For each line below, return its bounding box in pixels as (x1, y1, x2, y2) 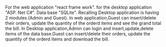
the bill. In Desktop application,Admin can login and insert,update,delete (5, 25, 153, 31)
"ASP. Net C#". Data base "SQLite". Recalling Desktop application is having (5, 9, 159, 15)
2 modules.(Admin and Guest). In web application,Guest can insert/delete (5, 15, 156, 20)
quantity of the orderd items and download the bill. (5, 36, 109, 42)
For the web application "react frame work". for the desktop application (5, 4, 152, 10)
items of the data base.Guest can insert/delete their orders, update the (5, 31, 150, 36)
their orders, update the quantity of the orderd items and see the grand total (5, 20, 161, 26)
